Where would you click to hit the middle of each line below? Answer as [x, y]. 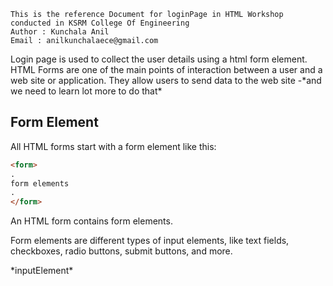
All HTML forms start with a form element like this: [113, 146]
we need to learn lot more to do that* [86, 91]
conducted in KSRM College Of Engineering [100, 23]
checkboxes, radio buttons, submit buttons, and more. [121, 251]
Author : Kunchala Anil [60, 32]
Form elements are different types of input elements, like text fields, [150, 241]
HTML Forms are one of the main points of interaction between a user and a [166, 69]
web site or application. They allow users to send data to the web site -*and [166, 80]
